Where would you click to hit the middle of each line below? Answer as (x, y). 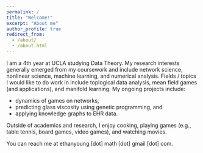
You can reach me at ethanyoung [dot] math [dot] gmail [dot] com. (90, 143)
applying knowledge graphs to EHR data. (66, 114)
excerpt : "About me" (33, 23)
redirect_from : (26, 35)
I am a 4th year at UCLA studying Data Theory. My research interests (93, 63)
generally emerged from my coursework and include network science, (94, 69)
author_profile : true (34, 29)
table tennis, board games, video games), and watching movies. (87, 132)
